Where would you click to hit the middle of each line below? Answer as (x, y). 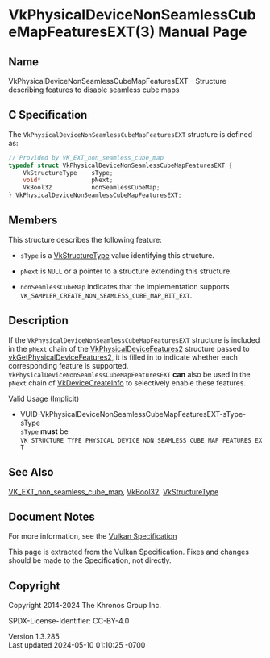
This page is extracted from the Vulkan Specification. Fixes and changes (129, 552)
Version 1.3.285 (34, 637)
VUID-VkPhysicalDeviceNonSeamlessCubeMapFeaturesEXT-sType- (133, 414)
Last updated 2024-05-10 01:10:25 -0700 (77, 645)
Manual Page (203, 32)
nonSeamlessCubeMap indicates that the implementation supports (125, 286)
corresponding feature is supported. (69, 365)
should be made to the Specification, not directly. (90, 560)
